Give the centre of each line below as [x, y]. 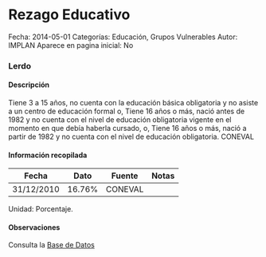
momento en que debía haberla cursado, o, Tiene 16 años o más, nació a [127, 128]
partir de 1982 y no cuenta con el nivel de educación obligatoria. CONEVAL [131, 136]
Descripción [29, 85]
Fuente [125, 176]
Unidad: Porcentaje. [41, 209]
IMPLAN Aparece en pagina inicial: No [71, 45]
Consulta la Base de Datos [52, 245]
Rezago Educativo [69, 15]
